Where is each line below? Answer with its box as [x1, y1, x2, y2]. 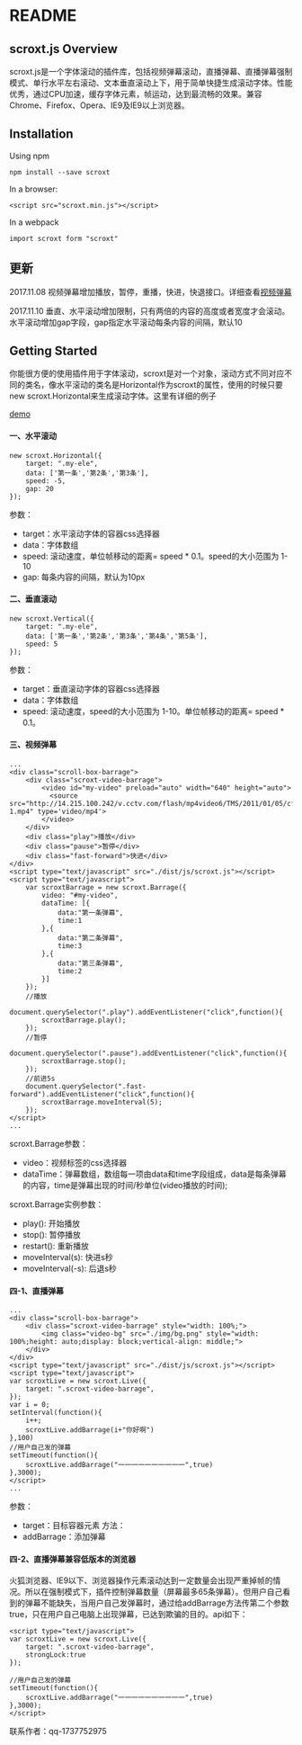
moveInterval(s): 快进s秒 [22, 1252, 114, 1263]
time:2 [57, 967, 83, 976]
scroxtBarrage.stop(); [41, 1057, 127, 1066]
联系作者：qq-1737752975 [9, 1726, 107, 1737]
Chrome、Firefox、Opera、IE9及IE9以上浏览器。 [9, 100, 190, 111]
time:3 [57, 942, 83, 951]
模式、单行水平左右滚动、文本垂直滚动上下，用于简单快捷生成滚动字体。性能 [9, 77, 293, 88]
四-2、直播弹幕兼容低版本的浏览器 [9, 1553, 137, 1564]
